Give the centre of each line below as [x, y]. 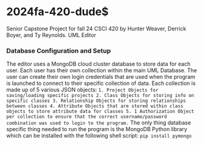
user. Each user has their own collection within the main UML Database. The [102, 70]
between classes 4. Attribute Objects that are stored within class [95, 106]
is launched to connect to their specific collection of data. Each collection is [101, 83]
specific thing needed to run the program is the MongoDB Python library [97, 129]
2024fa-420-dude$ [57, 12]
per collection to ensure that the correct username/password [87, 117]
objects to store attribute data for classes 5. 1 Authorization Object [100, 112]
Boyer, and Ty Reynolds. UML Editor [51, 35]
